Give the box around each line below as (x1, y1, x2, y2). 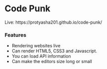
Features (4, 32, 27, 38)
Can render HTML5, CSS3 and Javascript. (11, 48, 97, 54)
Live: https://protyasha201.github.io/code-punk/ (4, 19, 102, 25)
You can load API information (11, 53, 71, 59)
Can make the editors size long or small (11, 59, 92, 65)
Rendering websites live (11, 43, 61, 49)
